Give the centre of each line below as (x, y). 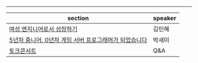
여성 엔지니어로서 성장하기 (43, 29)
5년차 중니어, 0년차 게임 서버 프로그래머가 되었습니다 (78, 40)
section (78, 18)
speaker (165, 18)
